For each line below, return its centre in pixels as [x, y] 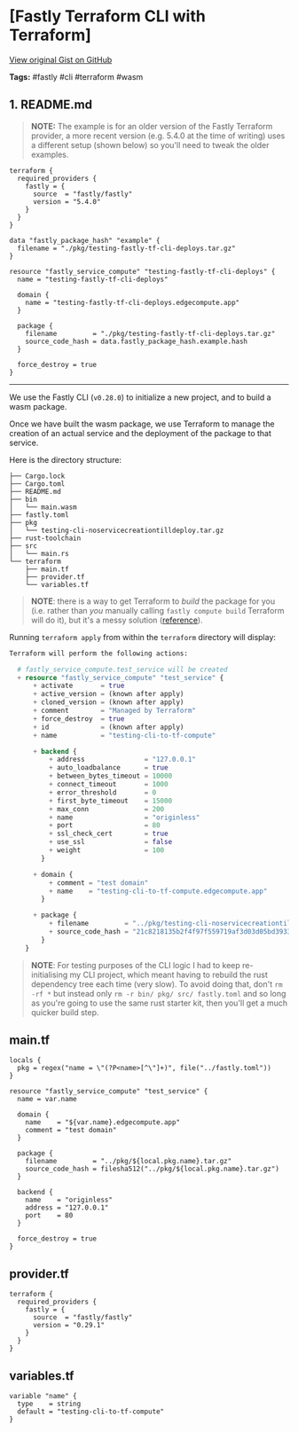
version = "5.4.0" [67, 201]
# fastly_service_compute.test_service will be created [122, 669]
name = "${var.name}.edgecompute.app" [102, 1123]
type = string [49, 1404]
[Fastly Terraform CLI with [107, 16]
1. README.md [51, 105]
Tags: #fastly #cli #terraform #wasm [76, 76]
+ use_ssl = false [110, 842]
